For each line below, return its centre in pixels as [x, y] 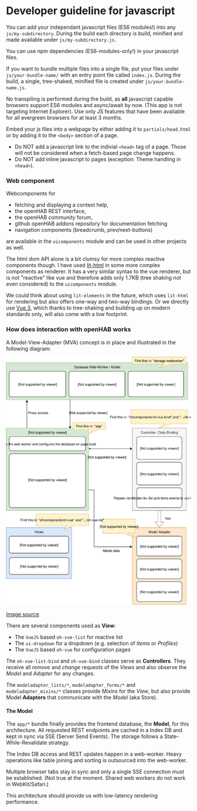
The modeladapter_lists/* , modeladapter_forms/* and [71, 685]
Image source [23, 614]
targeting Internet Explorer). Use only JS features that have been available [96, 111]
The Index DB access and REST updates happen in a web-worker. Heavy [94, 754]
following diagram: [28, 348]
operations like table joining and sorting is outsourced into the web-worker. [97, 760]
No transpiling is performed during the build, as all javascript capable [90, 99]
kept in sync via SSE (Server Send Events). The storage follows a [84, 736]
